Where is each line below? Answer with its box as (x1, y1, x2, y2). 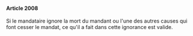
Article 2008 (6, 5, 38, 12)
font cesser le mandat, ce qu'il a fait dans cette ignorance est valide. (6, 24, 173, 31)
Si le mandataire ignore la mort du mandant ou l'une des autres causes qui (6, 17, 188, 24)
